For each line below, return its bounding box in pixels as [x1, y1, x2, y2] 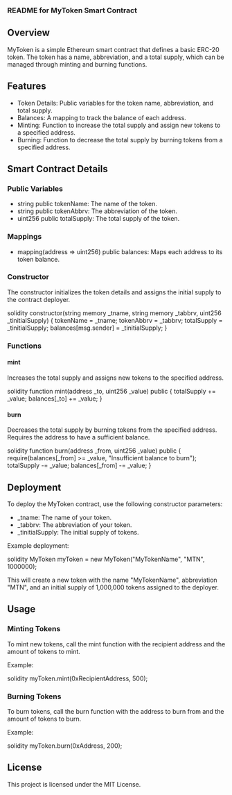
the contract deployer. [7, 295, 71, 303]
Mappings [7, 232, 42, 242]
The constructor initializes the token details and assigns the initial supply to [7, 287, 222, 296]
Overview [7, 27, 51, 39]
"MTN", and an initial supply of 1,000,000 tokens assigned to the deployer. [7, 583, 220, 592]
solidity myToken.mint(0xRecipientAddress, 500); [7, 674, 148, 683]
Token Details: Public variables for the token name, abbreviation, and [17, 99, 213, 107]
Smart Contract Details [7, 162, 109, 175]
